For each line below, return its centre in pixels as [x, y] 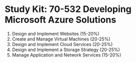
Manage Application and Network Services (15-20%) [66, 55]
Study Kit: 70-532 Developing [68, 9]
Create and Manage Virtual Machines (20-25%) [61, 39]
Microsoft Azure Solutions [60, 20]
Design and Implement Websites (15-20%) [56, 33]
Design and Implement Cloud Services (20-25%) [62, 44]
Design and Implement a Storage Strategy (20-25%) [66, 49]
